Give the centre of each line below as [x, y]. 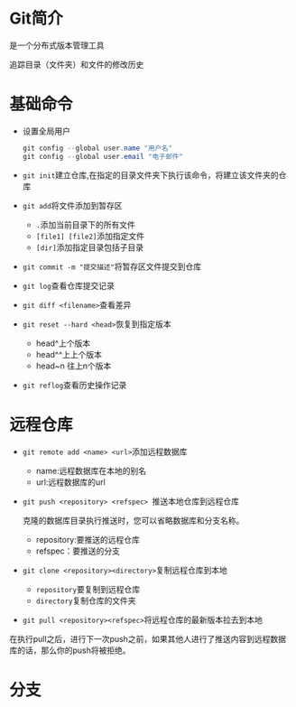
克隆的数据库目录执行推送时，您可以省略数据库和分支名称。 [133, 520]
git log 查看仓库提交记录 [68, 285]
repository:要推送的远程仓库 [88, 539]
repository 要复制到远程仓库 [88, 589]
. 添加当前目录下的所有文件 [85, 224]
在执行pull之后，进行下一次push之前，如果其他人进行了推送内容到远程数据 [148, 638]
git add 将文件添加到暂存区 [72, 205]
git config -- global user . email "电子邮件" [102, 156]
